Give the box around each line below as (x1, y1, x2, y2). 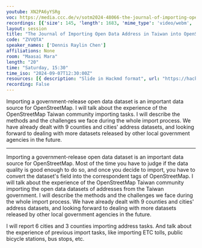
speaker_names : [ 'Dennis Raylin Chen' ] (6, 43, 106, 49)
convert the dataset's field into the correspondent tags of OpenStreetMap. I (6, 172, 194, 180)
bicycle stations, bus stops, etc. (6, 235, 85, 242)
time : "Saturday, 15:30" (6, 64, 69, 71)
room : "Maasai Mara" (6, 53, 58, 59)
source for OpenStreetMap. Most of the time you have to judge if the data (6, 160, 188, 167)
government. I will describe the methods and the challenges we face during (6, 192, 194, 199)
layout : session (6, 25, 47, 32)
